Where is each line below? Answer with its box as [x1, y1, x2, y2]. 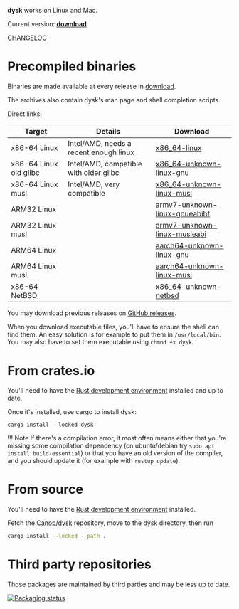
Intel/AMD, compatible [67, 159, 142, 169]
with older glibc [67, 167, 119, 177]
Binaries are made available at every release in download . [7, 82, 176, 90]
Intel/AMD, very [67, 179, 120, 189]
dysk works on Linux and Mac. [7, 6, 98, 14]
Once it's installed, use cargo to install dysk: [7, 407, 137, 415]
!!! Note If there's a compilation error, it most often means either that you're [7, 433, 227, 442]
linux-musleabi [155, 229, 207, 239]
